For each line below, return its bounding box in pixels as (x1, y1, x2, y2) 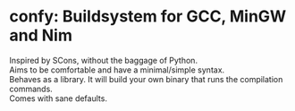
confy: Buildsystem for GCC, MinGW (9, 6, 287, 27)
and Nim (9, 25, 73, 46)
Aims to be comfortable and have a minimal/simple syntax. (9, 64, 225, 75)
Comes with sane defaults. (9, 92, 107, 104)
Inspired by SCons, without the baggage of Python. (9, 55, 198, 65)
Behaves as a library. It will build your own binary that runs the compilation (9, 73, 283, 84)
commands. (9, 83, 54, 94)
